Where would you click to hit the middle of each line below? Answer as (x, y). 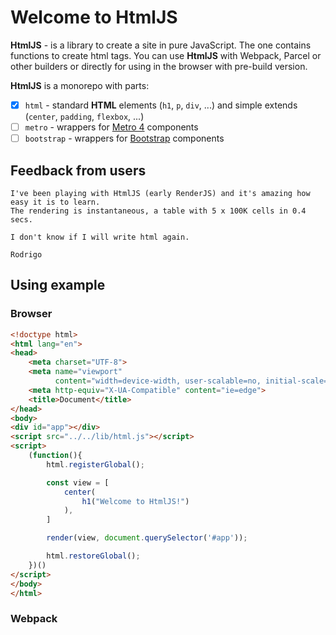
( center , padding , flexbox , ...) (84, 116)
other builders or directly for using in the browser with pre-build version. (159, 66)
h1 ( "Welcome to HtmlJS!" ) (135, 501)
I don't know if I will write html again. (100, 237)
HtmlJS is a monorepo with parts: (80, 85)
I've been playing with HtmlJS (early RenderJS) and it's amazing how (160, 193)
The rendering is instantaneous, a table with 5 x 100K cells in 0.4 (158, 211)
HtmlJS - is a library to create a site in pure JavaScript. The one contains (161, 45)
